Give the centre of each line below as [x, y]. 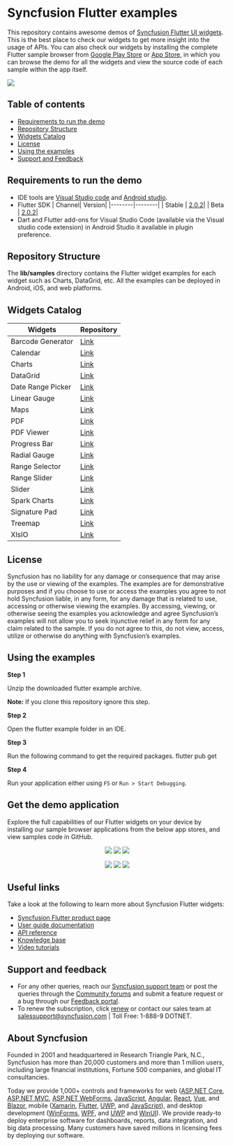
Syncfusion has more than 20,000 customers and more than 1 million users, [116, 1062]
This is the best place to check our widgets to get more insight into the [109, 39]
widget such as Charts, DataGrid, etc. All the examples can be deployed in [114, 280]
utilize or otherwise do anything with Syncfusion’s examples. [94, 636]
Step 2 [17, 715]
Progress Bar [32, 444]
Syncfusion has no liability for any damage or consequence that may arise [114, 576]
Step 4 [17, 769]
